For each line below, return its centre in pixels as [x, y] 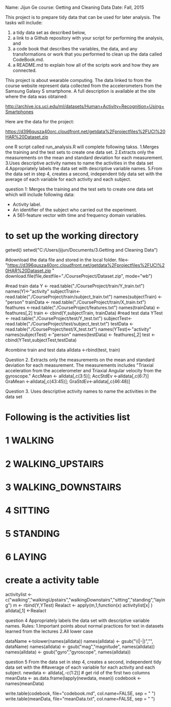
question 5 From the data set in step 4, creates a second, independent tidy [83, 662]
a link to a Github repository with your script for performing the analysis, [88, 38]
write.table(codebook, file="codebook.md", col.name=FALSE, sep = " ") [80, 694]
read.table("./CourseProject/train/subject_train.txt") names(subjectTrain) [81, 296]
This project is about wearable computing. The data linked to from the [78, 80]
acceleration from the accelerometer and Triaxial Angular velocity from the [83, 370]
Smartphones [20, 112]
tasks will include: [24, 23]
